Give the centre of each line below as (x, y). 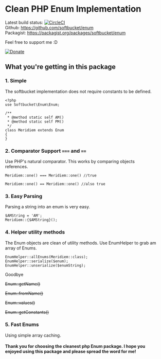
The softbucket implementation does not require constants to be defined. (78, 91)
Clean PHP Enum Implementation (73, 9)
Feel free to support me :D (31, 42)
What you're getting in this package (60, 67)
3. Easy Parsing (24, 196)
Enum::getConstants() (27, 312)
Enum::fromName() (24, 293)
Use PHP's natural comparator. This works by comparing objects (70, 161)
